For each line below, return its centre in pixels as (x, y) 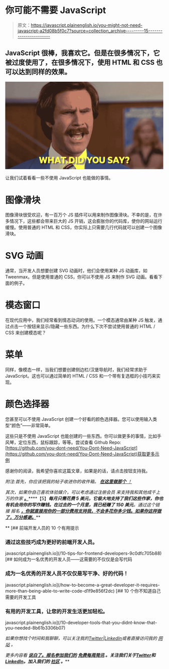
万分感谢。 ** (27, 517)
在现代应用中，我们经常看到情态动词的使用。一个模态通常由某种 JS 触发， (81, 320)
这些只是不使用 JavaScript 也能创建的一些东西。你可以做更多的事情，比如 (81, 436)
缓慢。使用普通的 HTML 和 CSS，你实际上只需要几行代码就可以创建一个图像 (84, 227)
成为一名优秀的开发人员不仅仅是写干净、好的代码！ (67, 574)
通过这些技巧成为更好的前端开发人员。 (51, 542)
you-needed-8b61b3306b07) (35, 628)
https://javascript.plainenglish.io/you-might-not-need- (87, 25)
